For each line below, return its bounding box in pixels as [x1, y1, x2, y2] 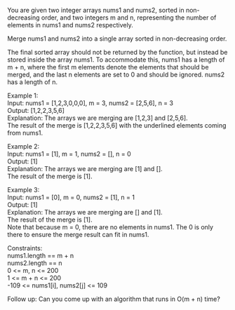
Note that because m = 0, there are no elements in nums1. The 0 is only [7, 223, 214, 231]
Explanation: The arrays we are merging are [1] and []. [7, 165, 163, 173]
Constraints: [7, 244, 43, 252]
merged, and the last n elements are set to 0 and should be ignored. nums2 [7, 70, 225, 79]
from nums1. [7, 129, 43, 137]
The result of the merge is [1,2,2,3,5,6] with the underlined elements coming [7, 121, 227, 129]
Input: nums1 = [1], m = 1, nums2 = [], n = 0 [7, 150, 131, 158]
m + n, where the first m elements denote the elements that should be [7, 63, 209, 71]
